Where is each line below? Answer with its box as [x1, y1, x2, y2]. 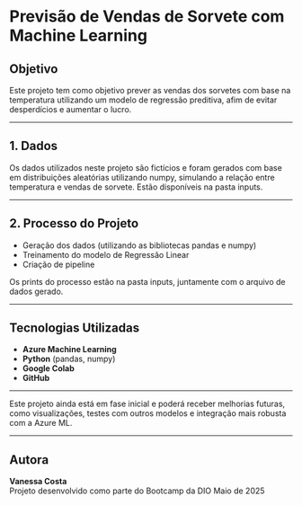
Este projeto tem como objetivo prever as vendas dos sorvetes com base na [9, 85, 291, 95]
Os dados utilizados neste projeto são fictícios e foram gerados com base [9, 162, 283, 173]
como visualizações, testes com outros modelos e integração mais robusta [9, 408, 287, 419]
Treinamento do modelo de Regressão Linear [22, 249, 190, 260]
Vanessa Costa [9, 476, 67, 487]
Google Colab [22, 363, 75, 374]
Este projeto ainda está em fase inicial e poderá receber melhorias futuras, [9, 398, 286, 410]
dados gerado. [9, 286, 64, 297]
